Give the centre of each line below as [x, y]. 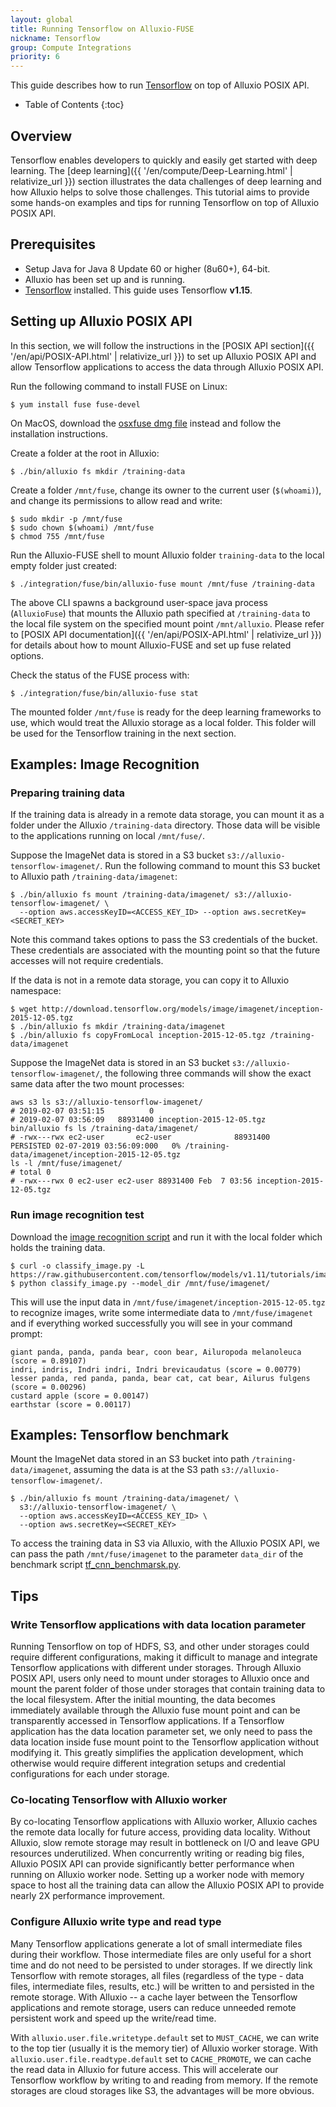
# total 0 [31, 1172]
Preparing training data [67, 793]
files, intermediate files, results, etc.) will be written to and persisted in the [162, 1986]
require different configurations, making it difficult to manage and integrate [164, 1657]
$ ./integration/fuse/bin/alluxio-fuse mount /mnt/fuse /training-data [162, 584]
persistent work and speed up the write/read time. [113, 2018]
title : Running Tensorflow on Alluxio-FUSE [102, 29]
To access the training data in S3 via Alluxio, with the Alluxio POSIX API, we [165, 1543]
